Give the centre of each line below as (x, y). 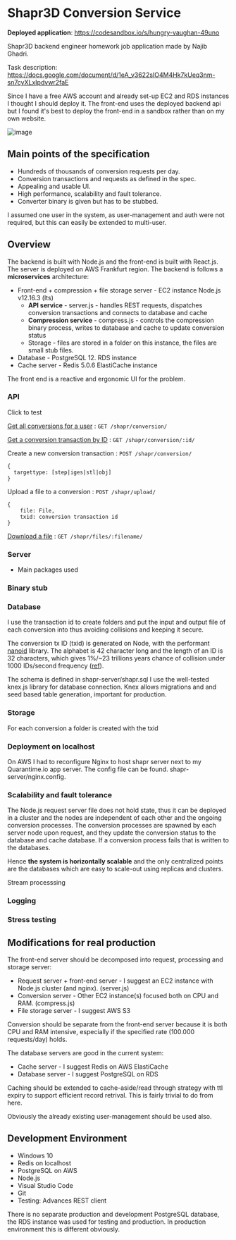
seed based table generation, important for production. (87, 694)
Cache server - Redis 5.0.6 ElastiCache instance (87, 365)
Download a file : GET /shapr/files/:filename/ (75, 536)
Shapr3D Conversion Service (94, 13)
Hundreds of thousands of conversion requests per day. (99, 171)
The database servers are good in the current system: (86, 1052)
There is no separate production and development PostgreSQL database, (113, 1214)
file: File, (37, 510)
